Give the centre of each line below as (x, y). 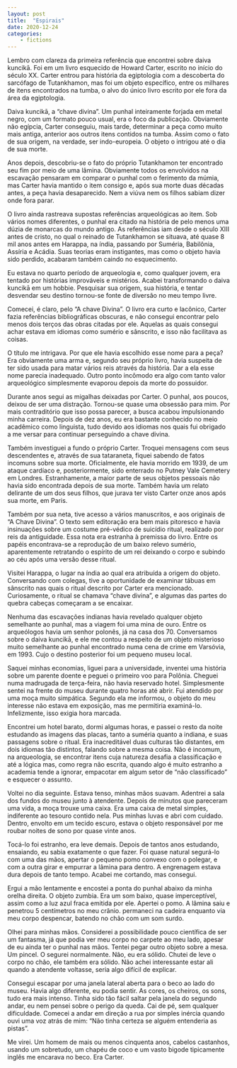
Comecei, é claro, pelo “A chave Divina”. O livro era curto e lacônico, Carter (117, 309)
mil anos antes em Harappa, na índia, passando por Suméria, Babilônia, (111, 244)
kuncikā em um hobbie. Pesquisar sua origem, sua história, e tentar (105, 288)
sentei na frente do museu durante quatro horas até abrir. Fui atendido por (116, 691)
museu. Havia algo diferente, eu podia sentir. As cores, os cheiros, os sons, (117, 991)
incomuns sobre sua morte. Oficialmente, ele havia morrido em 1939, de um (118, 463)
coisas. (18, 339)
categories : (25, 34)
